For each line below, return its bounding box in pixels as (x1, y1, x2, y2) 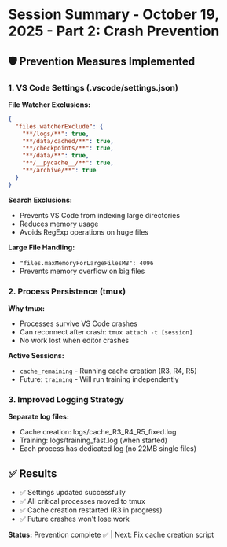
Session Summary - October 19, (8, 6, 219, 24)
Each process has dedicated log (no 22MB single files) (19, 444, 197, 453)
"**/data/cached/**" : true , (22, 137, 114, 145)
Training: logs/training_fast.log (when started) (19, 435, 167, 445)
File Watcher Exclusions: (8, 100, 91, 109)
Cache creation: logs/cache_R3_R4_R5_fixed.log (19, 427, 177, 437)
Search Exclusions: (8, 195, 72, 205)
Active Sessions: (8, 350, 64, 360)
